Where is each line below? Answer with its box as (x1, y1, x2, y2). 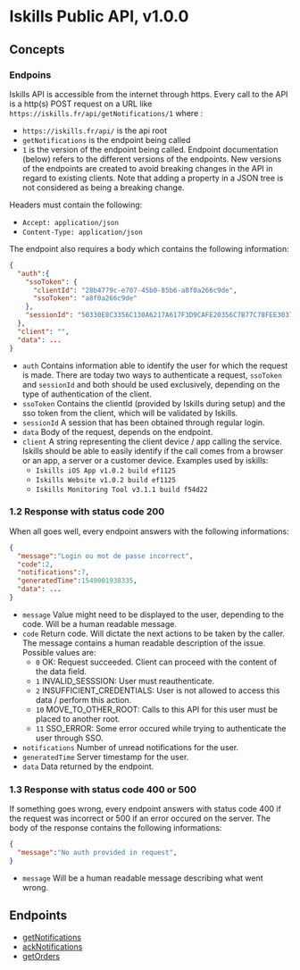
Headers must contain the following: (9, 199, 143, 210)
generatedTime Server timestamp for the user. (21, 751, 189, 762)
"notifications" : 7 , (17, 568, 90, 577)
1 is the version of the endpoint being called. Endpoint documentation (21, 144, 279, 155)
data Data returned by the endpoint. (21, 761, 154, 772)
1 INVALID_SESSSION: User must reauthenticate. (35, 675, 215, 686)
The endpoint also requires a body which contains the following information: (9, 243, 290, 254)
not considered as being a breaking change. (21, 181, 185, 193)
